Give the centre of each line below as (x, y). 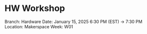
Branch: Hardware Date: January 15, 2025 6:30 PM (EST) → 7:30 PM (73, 22)
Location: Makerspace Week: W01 (39, 26)
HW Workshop (35, 8)
